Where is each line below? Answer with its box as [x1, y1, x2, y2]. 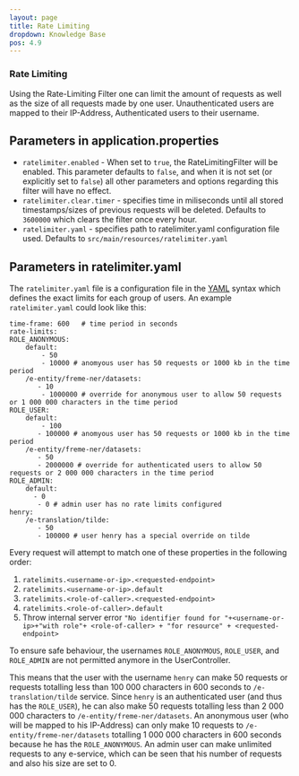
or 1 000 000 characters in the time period [9, 398, 178, 407]
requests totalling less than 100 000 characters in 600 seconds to [9, 682, 252, 693]
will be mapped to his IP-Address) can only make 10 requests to [9, 719, 244, 731]
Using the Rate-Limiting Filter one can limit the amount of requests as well [9, 88, 282, 99]
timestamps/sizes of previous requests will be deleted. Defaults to [21, 205, 267, 215]
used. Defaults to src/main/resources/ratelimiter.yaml [21, 233, 228, 244]
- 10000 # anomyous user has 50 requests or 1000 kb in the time [41, 359, 291, 368]
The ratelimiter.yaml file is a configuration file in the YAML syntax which [9, 283, 281, 294]
